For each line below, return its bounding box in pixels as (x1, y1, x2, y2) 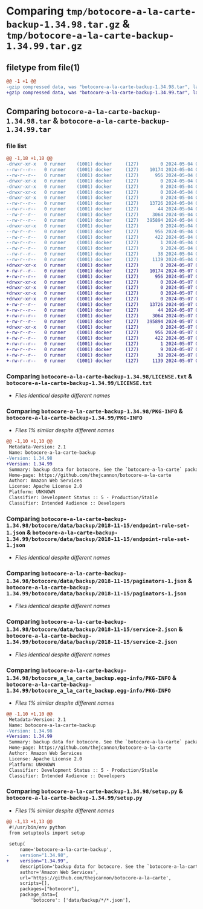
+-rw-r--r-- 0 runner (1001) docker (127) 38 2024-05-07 (6, 352, 193, 358)
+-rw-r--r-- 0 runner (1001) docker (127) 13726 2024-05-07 (6, 302, 193, 308)
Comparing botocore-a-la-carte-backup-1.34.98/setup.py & (6, 787, 183, 795)
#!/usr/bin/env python (8, 824, 66, 830)
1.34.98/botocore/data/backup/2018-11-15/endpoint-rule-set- (6, 522, 190, 529)
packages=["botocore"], (19, 886, 80, 892)
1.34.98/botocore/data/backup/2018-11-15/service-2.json (6, 626, 178, 633)
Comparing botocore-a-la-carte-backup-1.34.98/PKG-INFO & (6, 407, 183, 415)
